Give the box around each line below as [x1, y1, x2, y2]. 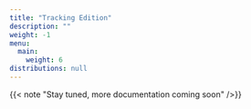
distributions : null [9, 64, 89, 74]
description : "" [9, 22, 71, 31]
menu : [9, 38, 30, 48]
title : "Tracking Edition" [9, 13, 112, 23]
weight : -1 [9, 30, 51, 39]
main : [17, 47, 39, 56]
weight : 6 [26, 55, 64, 64]
